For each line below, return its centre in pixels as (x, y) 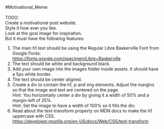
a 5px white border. (32, 74)
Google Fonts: (26, 53)
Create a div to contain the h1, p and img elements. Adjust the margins (83, 85)
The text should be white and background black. (61, 64)
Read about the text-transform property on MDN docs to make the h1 (82, 111)
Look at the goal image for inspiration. (44, 33)
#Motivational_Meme (26, 7)
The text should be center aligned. (47, 79)
